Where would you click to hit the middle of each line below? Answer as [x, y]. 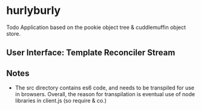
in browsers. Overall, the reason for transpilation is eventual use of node [105, 94]
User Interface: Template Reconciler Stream [91, 53]
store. [14, 33]
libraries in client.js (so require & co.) [61, 101]
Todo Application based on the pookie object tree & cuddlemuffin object [96, 27]
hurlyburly [34, 11]
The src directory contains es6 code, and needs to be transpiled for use [105, 88]
